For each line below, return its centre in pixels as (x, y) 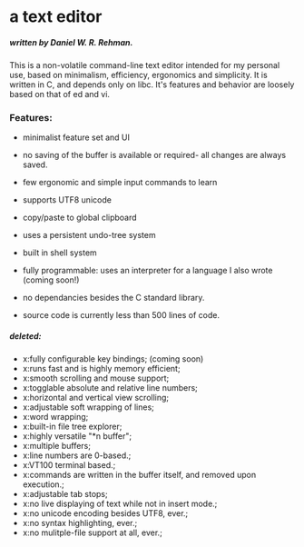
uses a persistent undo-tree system (89, 235)
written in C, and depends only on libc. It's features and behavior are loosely (152, 85)
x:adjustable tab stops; (65, 494)
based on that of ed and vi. (60, 94)
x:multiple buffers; (56, 446)
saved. (35, 164)
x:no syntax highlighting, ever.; (80, 523)
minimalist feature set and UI (76, 137)
